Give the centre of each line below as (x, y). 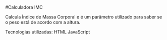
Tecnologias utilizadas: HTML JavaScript (48, 32)
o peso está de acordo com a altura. (43, 22)
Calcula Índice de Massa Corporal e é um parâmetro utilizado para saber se (84, 17)
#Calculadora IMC (24, 7)
